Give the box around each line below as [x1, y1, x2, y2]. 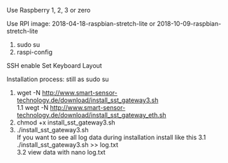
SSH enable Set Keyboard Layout [6, 62, 102, 69]
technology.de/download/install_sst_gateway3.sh [16, 96, 159, 104]
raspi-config [16, 48, 53, 56]
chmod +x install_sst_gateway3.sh [16, 118, 116, 127]
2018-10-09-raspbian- [156, 20, 222, 27]
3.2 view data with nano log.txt [16, 148, 106, 156]
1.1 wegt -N [16, 104, 49, 111]
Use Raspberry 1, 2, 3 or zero [6, 6, 91, 14]
